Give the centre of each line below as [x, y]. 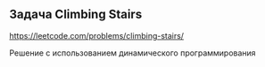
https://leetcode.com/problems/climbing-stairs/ [97, 35]
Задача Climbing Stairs [76, 15]
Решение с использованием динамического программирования [132, 53]
